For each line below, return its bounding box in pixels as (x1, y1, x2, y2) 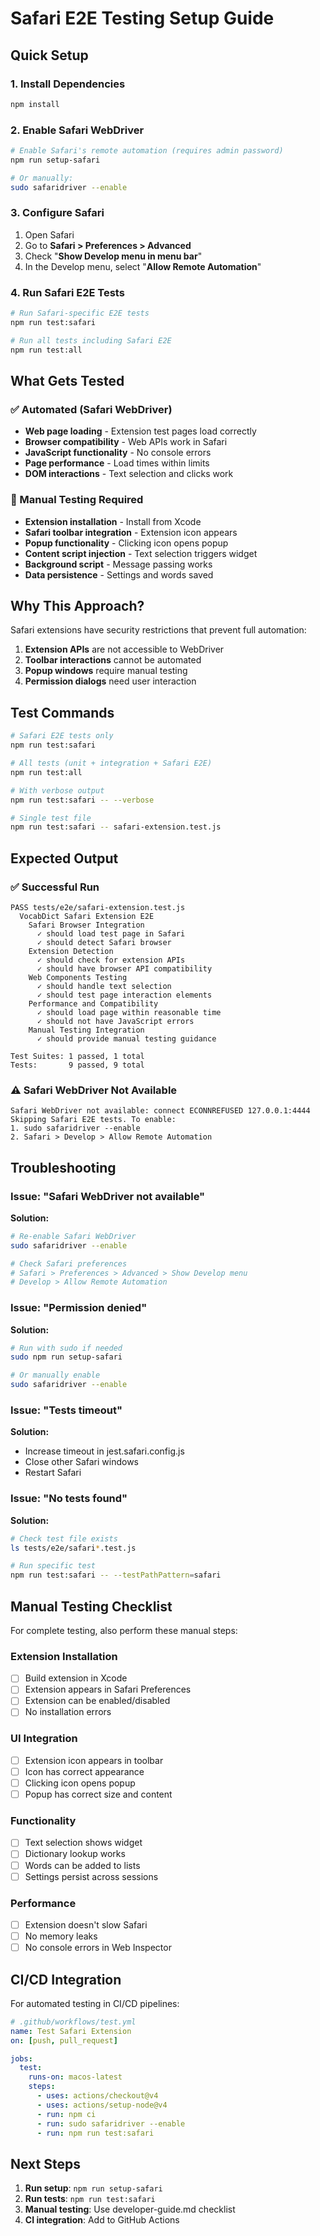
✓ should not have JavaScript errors (36, 1016, 195, 1026)
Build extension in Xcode (24, 1672, 128, 1684)
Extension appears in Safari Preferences (24, 1683, 192, 1696)
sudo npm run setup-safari (10, 1352, 123, 1362)
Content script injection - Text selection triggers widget (24, 547, 258, 559)
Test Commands (10, 704, 115, 721)
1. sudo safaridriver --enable (10, 1123, 141, 1134)
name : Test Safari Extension (10, 2026, 132, 2036)
